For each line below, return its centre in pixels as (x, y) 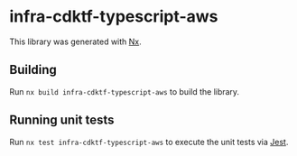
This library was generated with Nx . (75, 41)
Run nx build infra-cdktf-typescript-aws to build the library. (125, 91)
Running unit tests (62, 120)
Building (33, 70)
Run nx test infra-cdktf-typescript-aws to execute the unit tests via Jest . (149, 142)
